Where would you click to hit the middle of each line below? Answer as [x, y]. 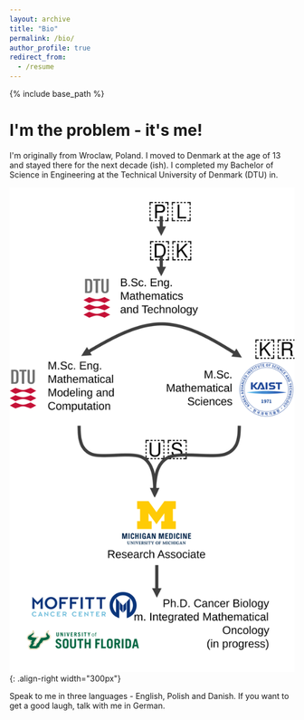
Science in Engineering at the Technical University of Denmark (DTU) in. [144, 174]
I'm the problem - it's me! [106, 130]
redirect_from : [38, 58]
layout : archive [40, 19]
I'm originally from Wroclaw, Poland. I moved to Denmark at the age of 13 [145, 155]
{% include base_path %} [57, 94]
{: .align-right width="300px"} [66, 678]
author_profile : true [50, 48]
